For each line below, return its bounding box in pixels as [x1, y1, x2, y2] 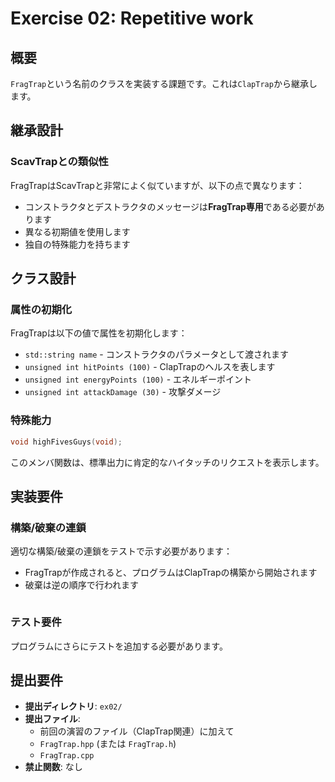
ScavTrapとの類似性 [10, 155, 109, 169]
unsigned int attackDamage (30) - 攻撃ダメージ [24, 386, 222, 398]
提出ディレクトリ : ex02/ [24, 700, 123, 712]
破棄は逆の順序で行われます [24, 579, 140, 591]
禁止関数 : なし [24, 761, 83, 773]
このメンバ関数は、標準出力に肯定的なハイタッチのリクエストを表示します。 [10, 456, 325, 468]
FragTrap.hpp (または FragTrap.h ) [39, 738, 177, 750]
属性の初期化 [10, 303, 73, 316]
